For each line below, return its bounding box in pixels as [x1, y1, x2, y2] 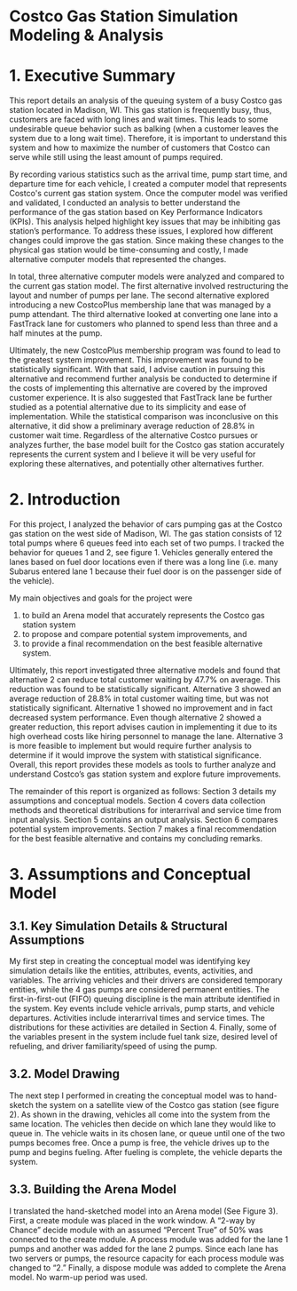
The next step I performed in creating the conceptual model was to [9, 1090, 254, 1101]
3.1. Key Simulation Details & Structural [9, 918, 228, 934]
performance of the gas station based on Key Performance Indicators [9, 207, 263, 218]
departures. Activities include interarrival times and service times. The [9, 1013, 266, 1024]
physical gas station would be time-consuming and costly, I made [9, 244, 249, 255]
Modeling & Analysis [9, 25, 164, 45]
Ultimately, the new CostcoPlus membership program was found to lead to [9, 345, 281, 356]
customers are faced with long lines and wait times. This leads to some [9, 114, 269, 125]
